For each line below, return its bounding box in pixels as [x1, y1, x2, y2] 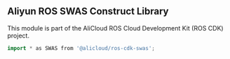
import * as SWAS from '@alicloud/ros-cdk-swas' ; [7, 44, 156, 51]
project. [7, 31, 30, 40]
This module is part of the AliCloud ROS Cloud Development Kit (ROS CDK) [7, 24, 224, 32]
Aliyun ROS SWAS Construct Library [7, 6, 170, 17]
